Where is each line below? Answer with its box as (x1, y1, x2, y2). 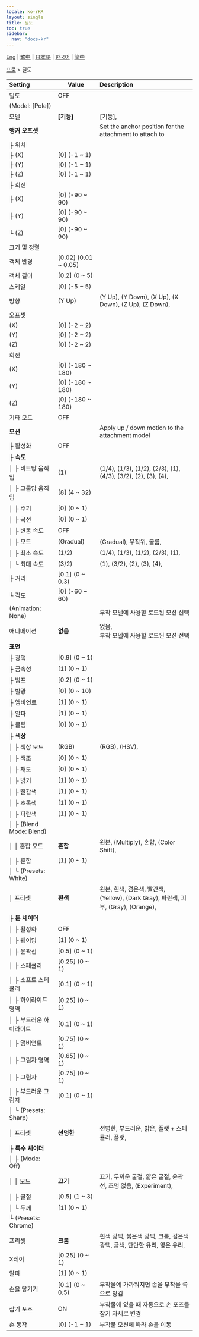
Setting (9, 81, 30, 89)
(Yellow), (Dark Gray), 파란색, (99, 894, 179, 902)
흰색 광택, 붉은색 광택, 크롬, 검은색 (99, 1232, 189, 1240)
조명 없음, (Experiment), (108, 1182, 173, 1190)
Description (99, 81, 133, 89)
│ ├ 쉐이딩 (9, 936, 37, 944)
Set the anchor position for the (99, 123, 185, 131)
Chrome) (9, 1222, 34, 1229)
